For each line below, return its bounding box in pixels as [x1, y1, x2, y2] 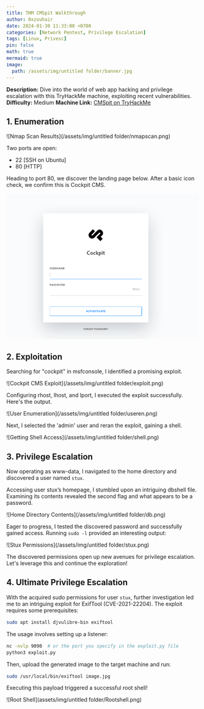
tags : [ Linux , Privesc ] [6, 36, 67, 42]
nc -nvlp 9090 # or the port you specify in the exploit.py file [6, 643, 179, 649]
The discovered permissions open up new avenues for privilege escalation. [6, 553, 195, 561]
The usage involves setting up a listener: [6, 630, 108, 637]
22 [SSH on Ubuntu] [15, 156, 67, 164]
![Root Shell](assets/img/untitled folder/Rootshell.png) [6, 696, 142, 703]
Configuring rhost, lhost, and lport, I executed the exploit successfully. [6, 392, 183, 399]
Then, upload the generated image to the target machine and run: [6, 661, 171, 668]
